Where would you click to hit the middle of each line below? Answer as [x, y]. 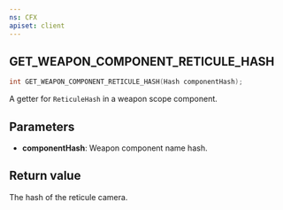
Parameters [42, 126]
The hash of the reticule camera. [69, 197]
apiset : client [37, 26]
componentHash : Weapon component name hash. [115, 148]
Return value [45, 176]
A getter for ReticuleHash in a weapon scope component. [114, 99]
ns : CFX [23, 17]
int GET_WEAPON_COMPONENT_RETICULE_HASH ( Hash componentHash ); [126, 82]
